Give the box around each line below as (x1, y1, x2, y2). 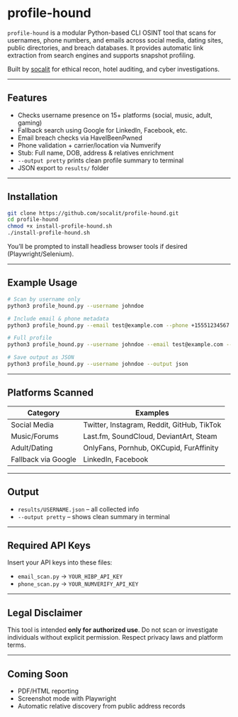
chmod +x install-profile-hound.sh (7, 223, 113, 230)
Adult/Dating (11, 443, 53, 452)
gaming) (17, 118, 42, 127)
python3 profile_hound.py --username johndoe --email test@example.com (7, 341, 223, 348)
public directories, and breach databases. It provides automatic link (7, 43, 204, 52)
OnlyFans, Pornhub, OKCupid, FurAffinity (83, 443, 219, 452)
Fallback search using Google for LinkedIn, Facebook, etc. (17, 126, 188, 134)
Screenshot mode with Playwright (17, 694, 117, 703)
